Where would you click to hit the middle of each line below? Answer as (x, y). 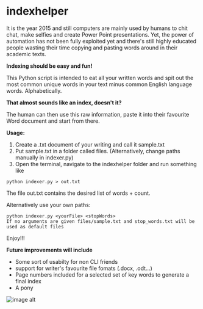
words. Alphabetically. (34, 90)
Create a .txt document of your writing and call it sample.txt (90, 144)
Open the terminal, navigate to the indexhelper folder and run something (106, 164)
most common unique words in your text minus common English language (99, 84)
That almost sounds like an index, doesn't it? (64, 103)
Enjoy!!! (16, 238)
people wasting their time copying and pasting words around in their (92, 48)
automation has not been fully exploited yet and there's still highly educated (101, 41)
